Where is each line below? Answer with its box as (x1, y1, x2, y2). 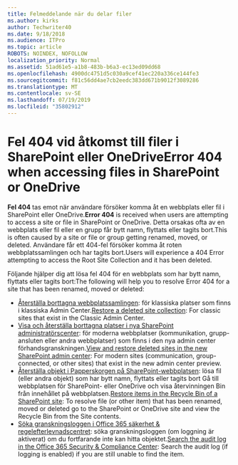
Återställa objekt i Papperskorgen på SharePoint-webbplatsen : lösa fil (17, 366, 222, 375)
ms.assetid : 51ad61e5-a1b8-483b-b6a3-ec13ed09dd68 (7, 63, 161, 70)
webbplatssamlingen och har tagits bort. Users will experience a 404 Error (7, 248, 224, 256)
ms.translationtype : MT (7, 83, 78, 90)
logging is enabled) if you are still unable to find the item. (17, 449, 185, 458)
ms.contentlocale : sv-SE (7, 90, 81, 97)
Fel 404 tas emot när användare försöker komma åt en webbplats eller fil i (7, 202, 225, 211)
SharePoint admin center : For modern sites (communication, (17, 351, 195, 360)
